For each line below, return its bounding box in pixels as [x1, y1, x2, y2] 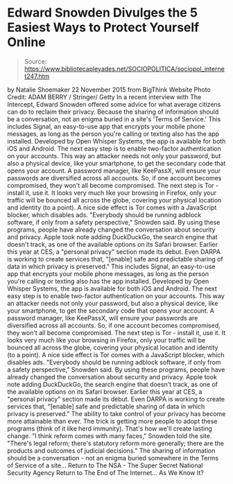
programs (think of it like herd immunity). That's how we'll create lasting [7, 424, 213, 433]
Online [7, 35, 46, 50]
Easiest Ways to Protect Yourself [7, 19, 200, 35]
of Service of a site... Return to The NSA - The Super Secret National [7, 461, 203, 469]
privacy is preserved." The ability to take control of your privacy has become [7, 409, 226, 417]
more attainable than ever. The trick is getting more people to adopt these [7, 417, 218, 425]
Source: [24, 57, 47, 65]
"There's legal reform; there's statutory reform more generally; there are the [7, 439, 224, 447]
